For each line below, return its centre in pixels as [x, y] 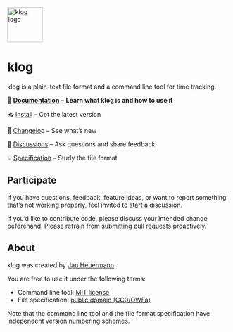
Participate [32, 180]
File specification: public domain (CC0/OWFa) [84, 300]
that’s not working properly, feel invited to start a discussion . [95, 205]
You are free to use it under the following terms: [76, 279]
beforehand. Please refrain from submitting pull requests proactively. [107, 226]
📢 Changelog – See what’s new [52, 130]
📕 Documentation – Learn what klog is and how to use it [90, 100]
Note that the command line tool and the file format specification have [109, 313]
